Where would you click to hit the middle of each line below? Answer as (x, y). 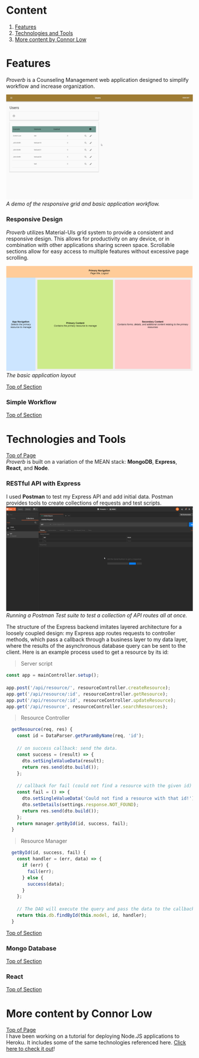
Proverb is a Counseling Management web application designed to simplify (97, 80)
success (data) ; (46, 884)
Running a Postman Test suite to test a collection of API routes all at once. (97, 616)
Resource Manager (44, 841)
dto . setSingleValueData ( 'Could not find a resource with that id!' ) (108, 799)
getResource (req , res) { (42, 730)
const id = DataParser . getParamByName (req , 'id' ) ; (81, 736)
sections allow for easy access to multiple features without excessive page (97, 251)
